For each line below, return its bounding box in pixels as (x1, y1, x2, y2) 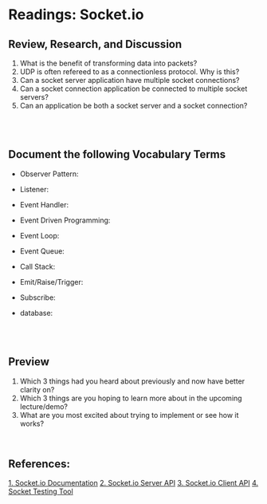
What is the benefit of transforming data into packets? (19, 58, 198, 68)
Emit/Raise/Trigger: (19, 277, 84, 286)
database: (19, 308, 53, 317)
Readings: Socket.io (8, 6, 144, 24)
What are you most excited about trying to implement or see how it (19, 410, 239, 419)
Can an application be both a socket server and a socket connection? (19, 101, 248, 110)
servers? (19, 93, 49, 101)
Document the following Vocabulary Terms (8, 148, 226, 161)
